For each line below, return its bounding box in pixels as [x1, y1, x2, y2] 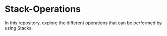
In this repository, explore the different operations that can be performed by [5, 20, 162, 26]
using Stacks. [5, 25, 33, 31]
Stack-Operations [5, 3, 81, 15]
